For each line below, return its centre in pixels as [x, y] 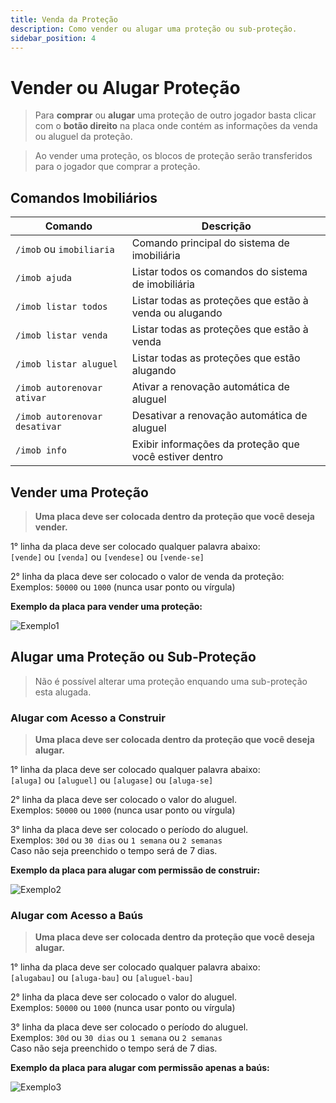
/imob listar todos [61, 307]
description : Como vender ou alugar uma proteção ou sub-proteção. [154, 29]
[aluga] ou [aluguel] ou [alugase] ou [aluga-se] [112, 780]
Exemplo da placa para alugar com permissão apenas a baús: [140, 1068]
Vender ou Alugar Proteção [125, 87]
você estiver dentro [177, 457]
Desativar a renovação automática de [219, 416]
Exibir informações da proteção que [215, 444]
